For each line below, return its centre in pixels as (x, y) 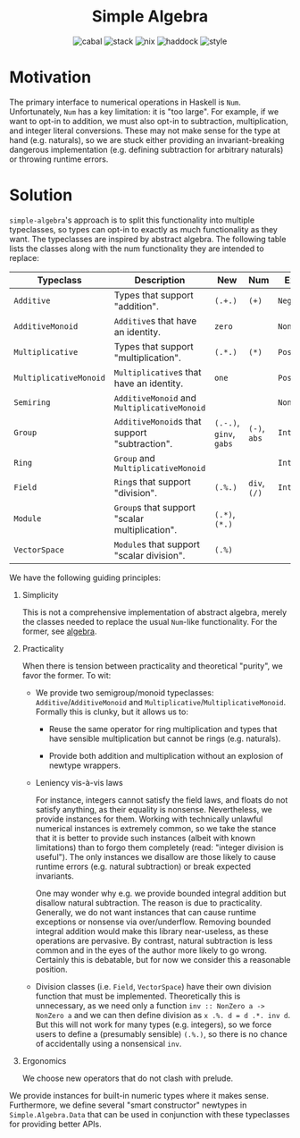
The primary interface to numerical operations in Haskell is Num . (125, 102)
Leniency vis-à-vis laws (79, 782)
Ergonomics (44, 1060)
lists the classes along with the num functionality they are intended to (137, 249)
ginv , (225, 434)
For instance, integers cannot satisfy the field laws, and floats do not (162, 800)
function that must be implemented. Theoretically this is (138, 996)
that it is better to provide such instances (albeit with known (146, 838)
